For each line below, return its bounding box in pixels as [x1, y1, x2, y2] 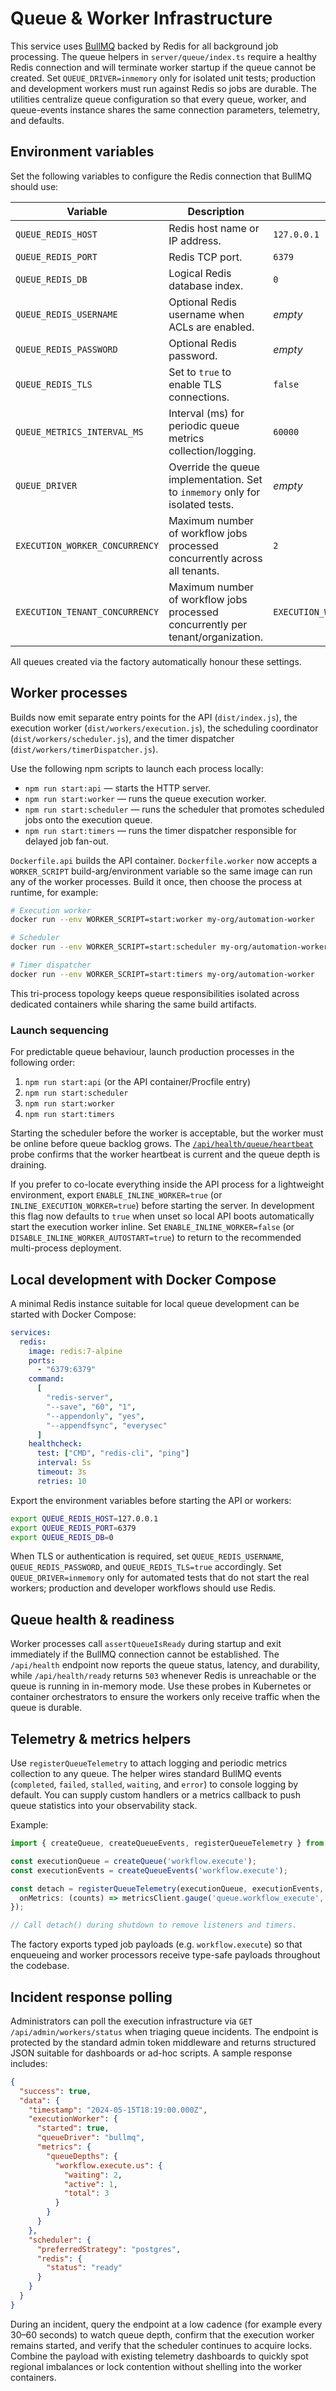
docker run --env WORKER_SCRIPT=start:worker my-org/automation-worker [10, 915, 315, 925]
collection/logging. [168, 443, 257, 457]
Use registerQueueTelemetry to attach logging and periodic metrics [10, 1757, 288, 1769]
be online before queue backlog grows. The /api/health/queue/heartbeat [10, 1138, 314, 1150]
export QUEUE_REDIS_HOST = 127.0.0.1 [10, 1513, 159, 1524]
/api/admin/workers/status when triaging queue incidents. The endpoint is [10, 2025, 319, 2037]
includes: [10, 2057, 48, 2069]
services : [10, 1327, 52, 1337]
